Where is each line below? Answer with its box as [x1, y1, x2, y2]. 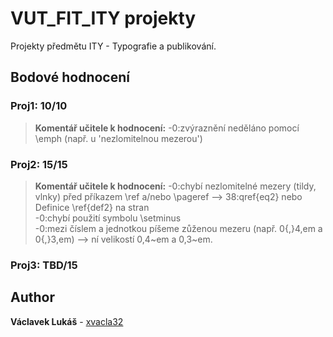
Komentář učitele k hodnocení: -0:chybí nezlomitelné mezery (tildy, [34, 180, 317, 192]
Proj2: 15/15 [10, 157, 68, 171]
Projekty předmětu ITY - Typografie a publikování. [10, 40, 217, 52]
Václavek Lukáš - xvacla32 [10, 315, 124, 327]
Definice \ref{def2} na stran [34, 201, 150, 213]
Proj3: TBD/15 [10, 258, 78, 272]
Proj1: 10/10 [10, 99, 68, 113]
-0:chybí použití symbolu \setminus [34, 212, 182, 224]
